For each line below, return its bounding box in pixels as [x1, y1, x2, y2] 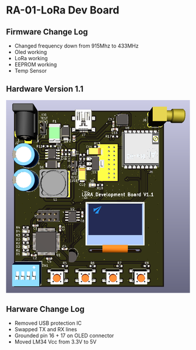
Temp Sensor [14, 67, 47, 74]
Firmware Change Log [6, 27, 89, 37]
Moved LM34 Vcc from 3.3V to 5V [14, 338, 97, 345]
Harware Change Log [6, 304, 85, 314]
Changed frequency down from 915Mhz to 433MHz [14, 42, 139, 49]
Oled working [14, 49, 47, 56]
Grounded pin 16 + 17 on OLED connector [14, 332, 114, 339]
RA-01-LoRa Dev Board [6, 4, 120, 17]
